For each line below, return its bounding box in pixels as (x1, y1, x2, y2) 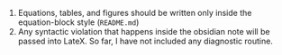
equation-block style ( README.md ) (17, 17, 140, 27)
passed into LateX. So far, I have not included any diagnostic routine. (17, 35, 273, 46)
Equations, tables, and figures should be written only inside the (17, 8, 252, 18)
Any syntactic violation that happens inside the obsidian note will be (17, 27, 270, 36)
